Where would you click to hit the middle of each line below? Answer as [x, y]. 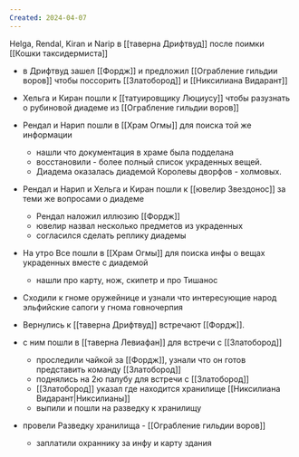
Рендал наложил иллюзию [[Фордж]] [108, 216]
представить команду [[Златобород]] [108, 369]
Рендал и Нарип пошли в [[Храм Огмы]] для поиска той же [137, 125]
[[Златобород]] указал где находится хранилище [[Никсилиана [158, 388]
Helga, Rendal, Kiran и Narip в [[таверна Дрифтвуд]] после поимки [137, 43]
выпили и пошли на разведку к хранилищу [119, 407]
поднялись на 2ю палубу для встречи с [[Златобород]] [142, 379]
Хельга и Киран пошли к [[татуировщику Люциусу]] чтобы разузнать [156, 98]
